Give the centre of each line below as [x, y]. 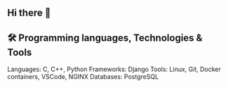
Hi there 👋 [29, 13]
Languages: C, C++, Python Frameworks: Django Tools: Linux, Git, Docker [114, 69]
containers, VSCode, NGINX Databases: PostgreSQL [83, 77]
